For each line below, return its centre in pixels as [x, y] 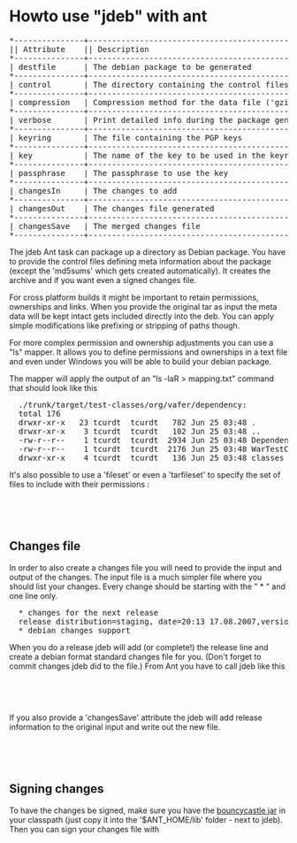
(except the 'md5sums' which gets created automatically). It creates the [140, 271]
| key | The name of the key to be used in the [137, 155]
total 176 [39, 414]
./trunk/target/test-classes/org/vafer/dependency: [133, 405]
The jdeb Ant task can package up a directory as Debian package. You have [147, 252]
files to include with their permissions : [80, 484]
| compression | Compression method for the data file [135, 102]
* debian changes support [74, 630]
